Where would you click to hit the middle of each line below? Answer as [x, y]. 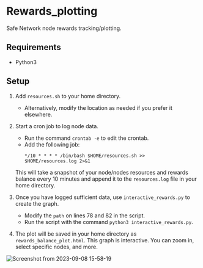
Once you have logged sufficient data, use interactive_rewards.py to [103, 197]
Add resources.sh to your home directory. [68, 96]
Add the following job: [52, 144]
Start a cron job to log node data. [57, 126]
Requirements [34, 47]
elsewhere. [38, 114]
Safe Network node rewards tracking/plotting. [64, 28]
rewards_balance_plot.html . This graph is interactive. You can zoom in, [105, 240]
